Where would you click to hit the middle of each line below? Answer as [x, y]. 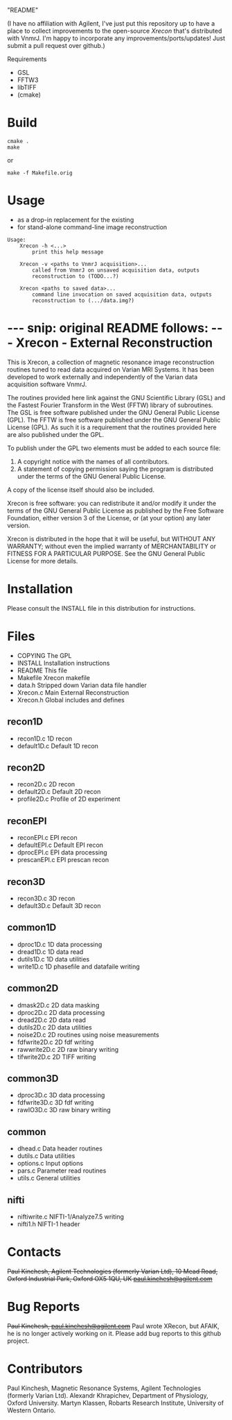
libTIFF [27, 87]
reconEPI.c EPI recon [47, 838]
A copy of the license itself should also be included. [81, 490]
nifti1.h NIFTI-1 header [48, 1224]
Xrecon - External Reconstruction [114, 343]
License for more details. [43, 561]
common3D [33, 1079]
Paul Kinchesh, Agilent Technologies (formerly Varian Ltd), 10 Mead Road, [113, 1271]
